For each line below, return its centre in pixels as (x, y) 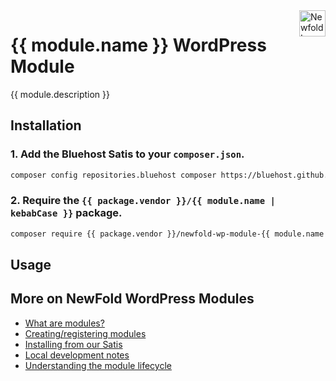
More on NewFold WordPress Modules (132, 299)
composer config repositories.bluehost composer (113, 175)
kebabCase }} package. (66, 213)
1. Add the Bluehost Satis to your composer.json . (127, 154)
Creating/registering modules (85, 333)
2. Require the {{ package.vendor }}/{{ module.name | (143, 201)
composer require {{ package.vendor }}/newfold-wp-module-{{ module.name (167, 234)
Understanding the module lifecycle (98, 365)
